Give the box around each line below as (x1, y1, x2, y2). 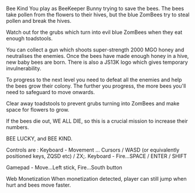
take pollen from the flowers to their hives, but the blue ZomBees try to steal (6, 11, 190, 18)
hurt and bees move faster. (6, 181, 71, 188)
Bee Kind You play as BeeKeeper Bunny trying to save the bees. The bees (6, 5, 184, 12)
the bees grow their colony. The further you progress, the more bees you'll (6, 82, 186, 89)
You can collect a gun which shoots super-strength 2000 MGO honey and (6, 46, 184, 53)
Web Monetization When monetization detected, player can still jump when (6, 175, 187, 182)
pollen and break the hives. (6, 18, 71, 24)
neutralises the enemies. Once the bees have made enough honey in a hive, (6, 53, 189, 59)
